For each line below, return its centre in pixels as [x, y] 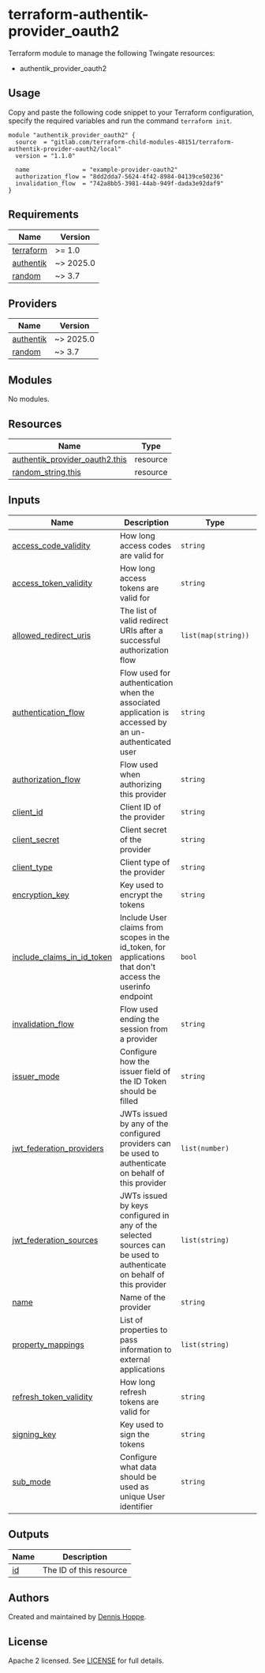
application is [144, 712]
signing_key [34, 1434]
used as [134, 1487]
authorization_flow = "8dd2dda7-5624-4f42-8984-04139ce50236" [119, 176]
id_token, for [142, 947]
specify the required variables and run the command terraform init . [120, 121]
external [135, 1359]
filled [129, 1101]
